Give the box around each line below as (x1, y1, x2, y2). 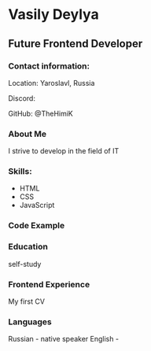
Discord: (8, 93, 35, 103)
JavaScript (19, 201, 55, 210)
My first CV (8, 297, 46, 306)
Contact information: (8, 61, 90, 72)
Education (8, 242, 49, 253)
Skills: (8, 166, 33, 177)
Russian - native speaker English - (8, 334, 120, 344)
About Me (8, 128, 47, 139)
